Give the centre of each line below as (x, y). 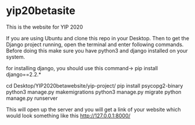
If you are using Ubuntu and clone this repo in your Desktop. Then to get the (98, 38)
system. (15, 57)
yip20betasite (41, 11)
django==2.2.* (24, 74)
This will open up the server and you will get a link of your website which (93, 109)
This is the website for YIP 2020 (45, 27)
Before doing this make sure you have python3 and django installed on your (97, 50)
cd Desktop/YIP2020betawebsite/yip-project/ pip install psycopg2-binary (95, 85)
